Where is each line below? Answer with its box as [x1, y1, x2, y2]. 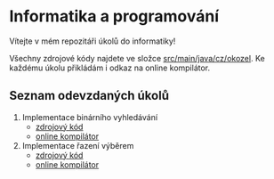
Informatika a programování [9, 6, 220, 27]
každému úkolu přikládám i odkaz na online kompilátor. [9, 62, 211, 73]
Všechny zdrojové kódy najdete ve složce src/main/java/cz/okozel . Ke [9, 53, 265, 63]
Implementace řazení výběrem [21, 140, 134, 151]
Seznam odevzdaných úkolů [9, 88, 169, 103]
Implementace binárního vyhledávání [21, 111, 158, 122]
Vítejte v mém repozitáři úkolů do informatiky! [9, 36, 176, 46]
